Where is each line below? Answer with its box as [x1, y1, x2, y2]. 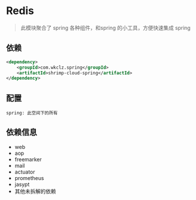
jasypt [14, 181, 30, 188]
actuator [14, 168, 35, 175]
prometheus [14, 174, 44, 181]
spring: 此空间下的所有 [6, 110, 58, 116]
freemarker [14, 155, 42, 162]
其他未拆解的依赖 [14, 188, 56, 195]
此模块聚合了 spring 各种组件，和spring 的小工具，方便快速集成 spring [20, 24, 191, 31]
